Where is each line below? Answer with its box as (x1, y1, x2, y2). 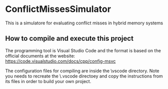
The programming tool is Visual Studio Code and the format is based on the (5, 47, 161, 53)
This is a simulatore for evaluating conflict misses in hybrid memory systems (5, 20, 163, 26)
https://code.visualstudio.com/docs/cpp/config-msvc (5, 58, 116, 64)
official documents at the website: (5, 53, 75, 59)
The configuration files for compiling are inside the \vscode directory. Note (5, 68, 159, 74)
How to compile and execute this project (5, 34, 134, 43)
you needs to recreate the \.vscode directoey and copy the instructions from (5, 73, 163, 79)
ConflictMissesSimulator (5, 3, 111, 15)
